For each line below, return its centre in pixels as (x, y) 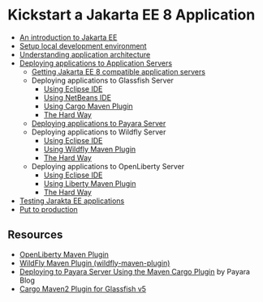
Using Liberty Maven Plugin (90, 183)
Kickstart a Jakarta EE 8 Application (131, 15)
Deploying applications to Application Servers (95, 63)
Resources (35, 235)
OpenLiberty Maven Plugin (64, 254)
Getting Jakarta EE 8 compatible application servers (119, 71)
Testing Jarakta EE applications (72, 201)
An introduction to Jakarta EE (68, 37)
